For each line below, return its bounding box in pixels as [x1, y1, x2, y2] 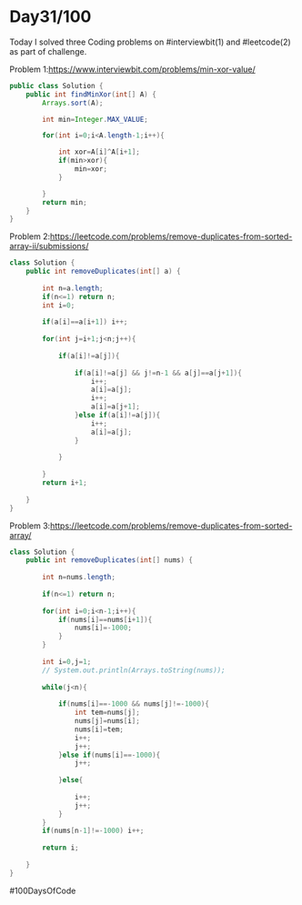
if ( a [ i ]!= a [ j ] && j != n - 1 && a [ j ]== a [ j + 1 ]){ [74, 368, 243, 377]
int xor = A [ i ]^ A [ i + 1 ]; [57, 147, 141, 156]
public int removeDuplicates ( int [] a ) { [25, 266, 181, 277]
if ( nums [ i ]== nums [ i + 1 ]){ [57, 615, 153, 624]
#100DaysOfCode [9, 885, 76, 896]
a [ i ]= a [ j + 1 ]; [90, 402, 141, 411]
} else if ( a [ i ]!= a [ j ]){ [74, 411, 161, 420]
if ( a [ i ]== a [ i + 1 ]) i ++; [42, 317, 128, 327]
